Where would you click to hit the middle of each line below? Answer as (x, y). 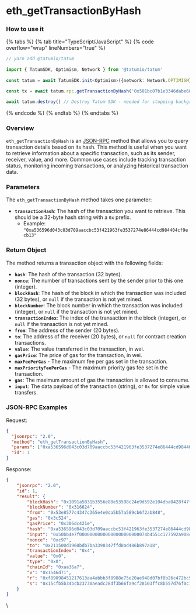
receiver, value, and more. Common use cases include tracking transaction (96, 159)
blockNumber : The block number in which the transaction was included (98, 305)
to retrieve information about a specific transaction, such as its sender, (91, 153)
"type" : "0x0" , (45, 562)
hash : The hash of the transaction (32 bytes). (68, 274)
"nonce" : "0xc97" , (49, 540)
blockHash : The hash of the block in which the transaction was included (100, 293)
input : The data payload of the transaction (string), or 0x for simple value (102, 386)
